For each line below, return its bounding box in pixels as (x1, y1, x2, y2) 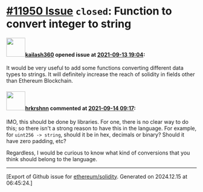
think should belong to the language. (6, 155, 98, 162)
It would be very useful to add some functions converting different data (6, 65, 184, 72)
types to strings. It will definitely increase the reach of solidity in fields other (6, 71, 195, 78)
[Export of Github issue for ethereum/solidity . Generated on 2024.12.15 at (6, 173, 188, 180)
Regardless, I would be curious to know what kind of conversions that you (6, 149, 190, 156)
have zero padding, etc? (6, 137, 66, 144)
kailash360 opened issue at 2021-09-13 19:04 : (25, 51, 146, 58)
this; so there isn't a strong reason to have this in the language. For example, (6, 124, 197, 132)
